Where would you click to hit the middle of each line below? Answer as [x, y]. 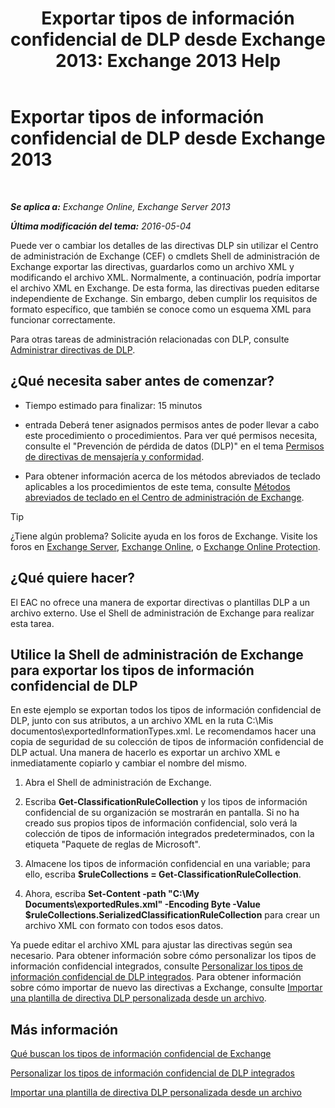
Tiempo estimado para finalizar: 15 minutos [113, 405]
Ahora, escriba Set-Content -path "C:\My [112, 894]
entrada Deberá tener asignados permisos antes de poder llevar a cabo [172, 424]
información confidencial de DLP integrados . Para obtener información [156, 977]
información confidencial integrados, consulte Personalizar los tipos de [156, 966]
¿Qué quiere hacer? [73, 578]
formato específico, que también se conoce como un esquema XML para [161, 309]
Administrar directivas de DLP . [73, 349]
